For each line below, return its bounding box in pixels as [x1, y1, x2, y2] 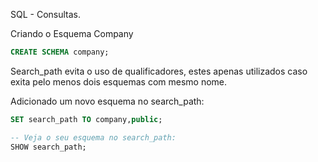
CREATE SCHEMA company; [10, 47, 110, 57]
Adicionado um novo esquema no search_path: [10, 95, 205, 107]
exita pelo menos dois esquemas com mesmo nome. [10, 75, 228, 88]
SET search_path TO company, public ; [10, 114, 163, 124]
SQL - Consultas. [10, 9, 82, 20]
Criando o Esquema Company [10, 28, 134, 39]
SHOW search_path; [10, 142, 87, 152]
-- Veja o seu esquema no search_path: [10, 132, 177, 143]
